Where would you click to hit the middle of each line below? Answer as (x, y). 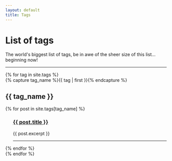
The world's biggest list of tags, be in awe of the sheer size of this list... (81, 55)
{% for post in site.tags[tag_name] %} (45, 109)
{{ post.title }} (30, 122)
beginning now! (22, 60)
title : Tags (18, 15)
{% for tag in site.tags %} (32, 75)
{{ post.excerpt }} (31, 133)
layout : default (23, 10)
